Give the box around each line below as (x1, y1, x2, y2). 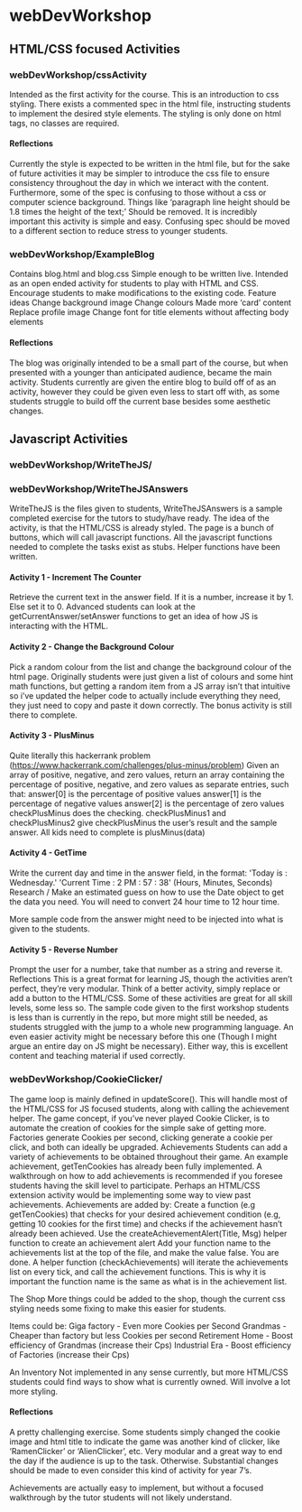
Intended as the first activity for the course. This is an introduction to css (9, 88, 279, 99)
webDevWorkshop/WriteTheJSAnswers (9, 482, 189, 495)
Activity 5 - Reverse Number (9, 944, 119, 955)
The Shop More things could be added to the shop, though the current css (9, 1293, 286, 1304)
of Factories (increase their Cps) (9, 1349, 130, 1359)
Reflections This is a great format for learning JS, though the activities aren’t (9, 974, 293, 985)
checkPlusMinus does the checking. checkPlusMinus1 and (9, 807, 227, 818)
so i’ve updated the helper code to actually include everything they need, (9, 690, 281, 700)
